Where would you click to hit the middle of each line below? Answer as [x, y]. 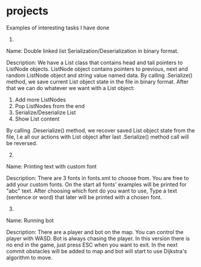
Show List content [37, 119]
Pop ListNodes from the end [50, 106]
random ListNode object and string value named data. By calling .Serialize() [100, 75]
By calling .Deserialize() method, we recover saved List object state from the [100, 130]
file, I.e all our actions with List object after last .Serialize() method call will [97, 137]
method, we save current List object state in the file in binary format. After [97, 82]
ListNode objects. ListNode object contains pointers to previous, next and [97, 69]
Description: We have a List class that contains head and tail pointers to [94, 62]
